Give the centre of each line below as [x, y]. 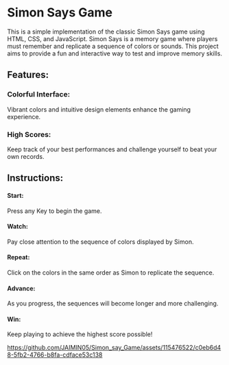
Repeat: [19, 257]
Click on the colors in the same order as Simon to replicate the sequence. [111, 273]
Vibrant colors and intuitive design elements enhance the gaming [99, 109]
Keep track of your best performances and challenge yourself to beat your [112, 149]
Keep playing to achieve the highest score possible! [80, 334]
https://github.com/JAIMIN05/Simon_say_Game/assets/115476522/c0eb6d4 [114, 348]
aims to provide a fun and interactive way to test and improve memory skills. [115, 53]
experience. [24, 116]
